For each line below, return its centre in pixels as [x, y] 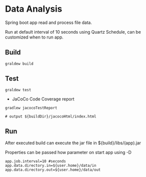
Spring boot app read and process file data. [49, 22]
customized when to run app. [34, 37]
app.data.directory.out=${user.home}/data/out [53, 170]
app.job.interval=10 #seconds [36, 161]
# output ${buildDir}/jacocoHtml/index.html [51, 116]
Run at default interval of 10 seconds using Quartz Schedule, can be [73, 32]
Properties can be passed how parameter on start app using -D [68, 153]
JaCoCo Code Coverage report [43, 99]
